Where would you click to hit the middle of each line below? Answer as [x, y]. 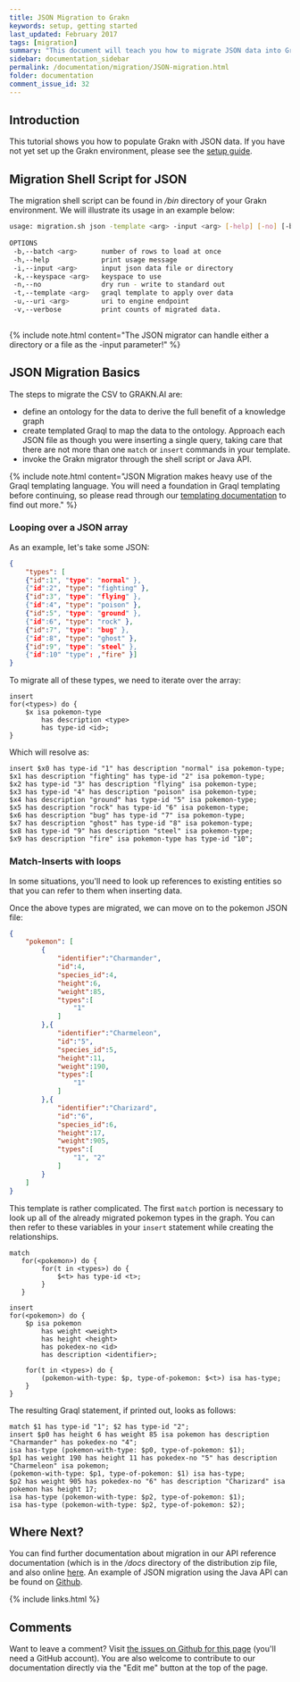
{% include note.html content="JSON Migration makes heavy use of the [141, 476]
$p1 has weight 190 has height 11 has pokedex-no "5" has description [143, 1458]
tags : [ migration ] [43, 42]
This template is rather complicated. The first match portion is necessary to [146, 1208]
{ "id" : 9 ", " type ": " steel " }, [82, 647]
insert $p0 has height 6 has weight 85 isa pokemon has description [139, 1435]
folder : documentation [51, 76]
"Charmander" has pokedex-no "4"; [74, 1442]
